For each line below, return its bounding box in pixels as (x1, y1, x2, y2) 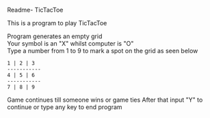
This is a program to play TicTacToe (7, 19, 107, 27)
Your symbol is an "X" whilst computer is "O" (7, 40, 134, 47)
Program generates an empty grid (7, 32, 103, 40)
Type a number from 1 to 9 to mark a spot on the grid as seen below (7, 47, 198, 55)
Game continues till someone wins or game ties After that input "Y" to (7, 95, 203, 104)
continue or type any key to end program (7, 103, 122, 111)
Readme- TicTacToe (7, 6, 64, 14)
